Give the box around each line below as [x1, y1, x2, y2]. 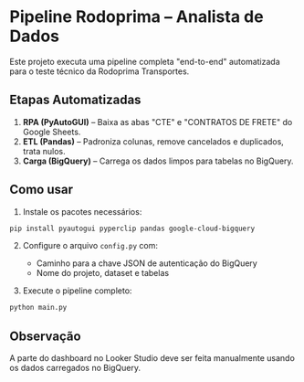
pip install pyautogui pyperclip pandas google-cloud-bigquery [9, 224, 256, 233]
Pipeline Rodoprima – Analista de [9, 6, 264, 27]
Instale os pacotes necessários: [22, 206, 142, 217]
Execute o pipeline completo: [22, 285, 132, 296]
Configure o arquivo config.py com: [22, 240, 158, 251]
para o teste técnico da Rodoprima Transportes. [9, 66, 190, 77]
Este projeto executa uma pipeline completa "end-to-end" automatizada [9, 56, 280, 67]
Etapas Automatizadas [9, 92, 142, 108]
